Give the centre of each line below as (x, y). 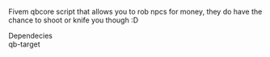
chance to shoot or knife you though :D (74, 20)
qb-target (24, 44)
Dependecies (30, 36)
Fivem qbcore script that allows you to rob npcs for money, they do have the (135, 12)
